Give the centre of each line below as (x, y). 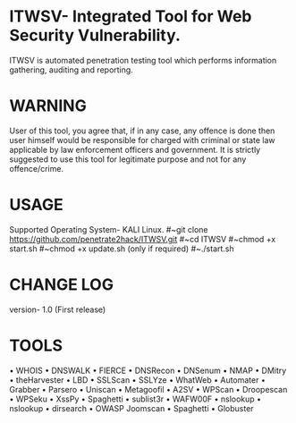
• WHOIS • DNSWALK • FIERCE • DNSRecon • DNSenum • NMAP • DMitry (148, 370)
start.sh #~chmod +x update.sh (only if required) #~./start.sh (122, 249)
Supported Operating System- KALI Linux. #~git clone (109, 229)
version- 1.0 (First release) (58, 309)
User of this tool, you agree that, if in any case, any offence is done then (142, 131)
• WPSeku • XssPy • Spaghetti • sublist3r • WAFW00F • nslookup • (135, 399)
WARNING (48, 106)
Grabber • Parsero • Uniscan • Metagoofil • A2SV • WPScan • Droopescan (148, 389)
